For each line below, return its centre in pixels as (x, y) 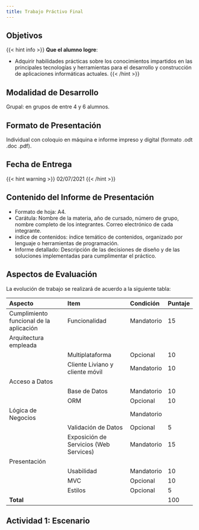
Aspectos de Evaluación (52, 274)
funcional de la (30, 320)
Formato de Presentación (54, 125)
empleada (23, 345)
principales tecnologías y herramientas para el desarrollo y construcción (103, 68)
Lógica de (23, 410)
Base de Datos (88, 391)
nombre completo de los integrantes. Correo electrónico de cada (94, 224)
